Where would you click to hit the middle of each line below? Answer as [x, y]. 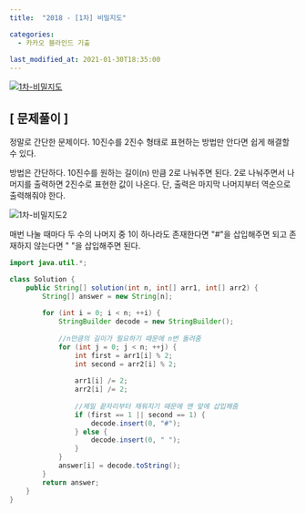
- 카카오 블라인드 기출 [54, 43]
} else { [91, 432]
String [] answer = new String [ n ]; [107, 296]
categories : [32, 34]
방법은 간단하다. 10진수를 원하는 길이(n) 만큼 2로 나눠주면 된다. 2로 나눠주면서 [147, 172]
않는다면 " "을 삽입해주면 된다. [87, 245]
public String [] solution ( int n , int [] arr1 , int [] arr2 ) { [142, 288]
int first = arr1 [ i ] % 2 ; [123, 355]
